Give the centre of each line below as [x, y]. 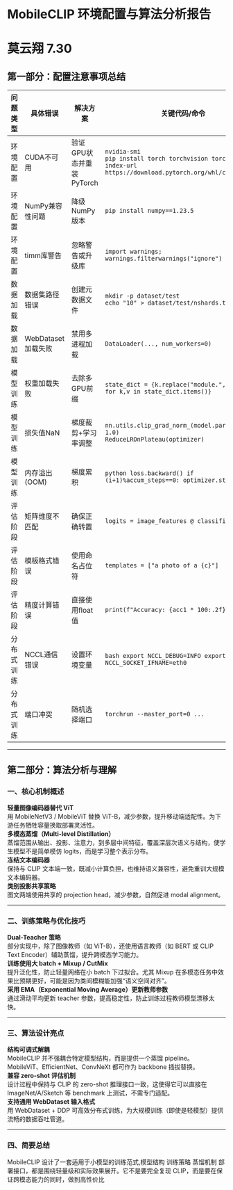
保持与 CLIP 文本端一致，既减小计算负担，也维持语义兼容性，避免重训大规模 [116, 868]
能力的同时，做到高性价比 [68, 1179]
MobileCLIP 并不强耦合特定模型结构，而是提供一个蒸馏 [85, 1059]
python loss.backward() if [149, 473]
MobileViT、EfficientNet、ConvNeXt [59, 1067]
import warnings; [133, 252]
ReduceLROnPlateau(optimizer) [155, 440]
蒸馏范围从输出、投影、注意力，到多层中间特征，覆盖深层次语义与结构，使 [113, 842]
